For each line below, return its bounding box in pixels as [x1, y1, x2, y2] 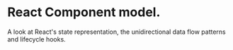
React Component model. [7, 4, 161, 20]
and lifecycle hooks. [7, 35, 66, 43]
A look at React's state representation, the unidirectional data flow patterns [7, 27, 226, 36]
